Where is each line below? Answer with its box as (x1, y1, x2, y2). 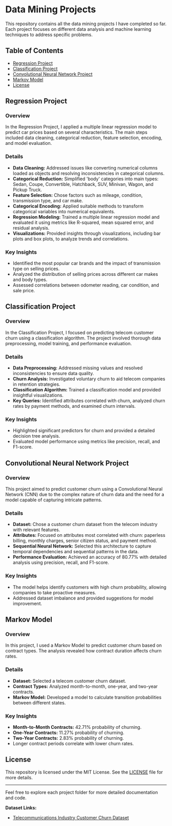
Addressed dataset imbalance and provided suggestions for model (12, 595, 154, 601)
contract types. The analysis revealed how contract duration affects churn (5, 648, 162, 654)
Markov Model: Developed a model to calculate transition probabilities (12, 694, 162, 700)
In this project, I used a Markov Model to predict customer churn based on (5, 642, 162, 648)
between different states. (12, 700, 66, 706)
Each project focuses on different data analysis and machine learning (5, 26, 152, 32)
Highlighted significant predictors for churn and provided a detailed (12, 427, 155, 434)
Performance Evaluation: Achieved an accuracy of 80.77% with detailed (12, 554, 167, 560)
